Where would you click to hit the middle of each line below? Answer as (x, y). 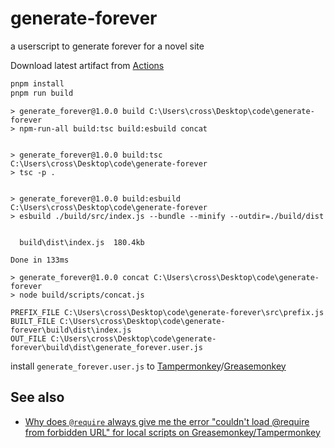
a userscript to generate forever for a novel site (107, 46)
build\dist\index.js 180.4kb (82, 242)
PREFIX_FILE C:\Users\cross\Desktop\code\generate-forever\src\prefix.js (167, 312)
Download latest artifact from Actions (87, 65)
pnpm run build (42, 93)
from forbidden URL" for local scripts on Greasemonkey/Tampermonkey (172, 432)
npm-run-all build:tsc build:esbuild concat (113, 128)
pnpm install (37, 83)
